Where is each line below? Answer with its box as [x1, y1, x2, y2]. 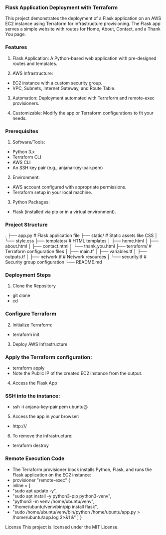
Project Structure [5, 221, 48, 228]
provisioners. [12, 100, 40, 106]
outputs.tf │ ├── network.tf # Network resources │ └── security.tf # [5, 254, 147, 260]
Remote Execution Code [5, 455, 65, 462]
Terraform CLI [12, 154, 41, 160]
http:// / [12, 423, 27, 429]
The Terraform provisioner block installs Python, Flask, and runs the [12, 466, 152, 472]
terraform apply [12, 365, 45, 371]
